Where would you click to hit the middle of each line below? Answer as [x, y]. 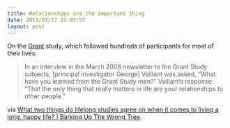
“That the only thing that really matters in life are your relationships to [124, 89]
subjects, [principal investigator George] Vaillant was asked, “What [120, 74]
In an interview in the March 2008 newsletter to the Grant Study [116, 67]
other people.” [45, 96]
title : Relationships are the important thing [76, 13]
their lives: [22, 53]
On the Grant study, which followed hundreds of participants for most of [111, 46]
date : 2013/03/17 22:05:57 [46, 20]
